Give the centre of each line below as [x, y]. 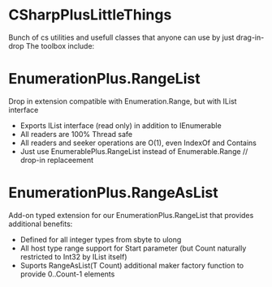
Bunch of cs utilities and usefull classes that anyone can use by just [121, 37]
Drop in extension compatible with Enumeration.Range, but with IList [123, 101]
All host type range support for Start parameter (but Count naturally [133, 248]
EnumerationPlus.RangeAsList [114, 193]
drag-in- [250, 37]
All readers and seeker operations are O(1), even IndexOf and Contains [138, 143]
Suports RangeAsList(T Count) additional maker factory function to [132, 265]
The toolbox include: [60, 45]
